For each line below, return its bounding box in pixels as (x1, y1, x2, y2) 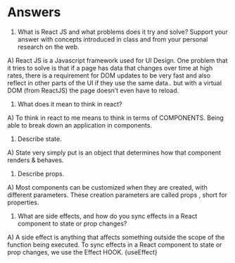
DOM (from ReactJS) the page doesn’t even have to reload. (7, 86, 179, 94)
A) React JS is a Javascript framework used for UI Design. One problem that (7, 56, 228, 64)
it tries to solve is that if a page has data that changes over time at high (7, 63, 213, 72)
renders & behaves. (7, 156, 64, 164)
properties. (7, 198, 39, 207)
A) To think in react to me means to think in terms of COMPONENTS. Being (7, 114, 224, 122)
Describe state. (17, 135, 62, 143)
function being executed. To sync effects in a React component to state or (7, 240, 222, 249)
